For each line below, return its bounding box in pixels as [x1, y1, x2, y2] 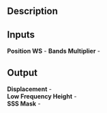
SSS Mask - [7, 99, 41, 108]
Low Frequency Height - [7, 92, 77, 101]
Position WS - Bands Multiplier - [7, 47, 101, 55]
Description [7, 5, 58, 17]
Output [7, 66, 37, 78]
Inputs [7, 29, 35, 40]
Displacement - [7, 85, 52, 93]
